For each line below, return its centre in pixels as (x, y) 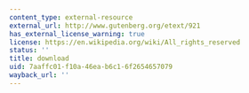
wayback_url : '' (39, 75)
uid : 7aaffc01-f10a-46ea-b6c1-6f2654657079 (91, 67)
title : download (39, 58)
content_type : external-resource (71, 17)
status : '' (29, 50)
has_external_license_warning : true (77, 34)
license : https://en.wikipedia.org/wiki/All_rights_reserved (125, 42)
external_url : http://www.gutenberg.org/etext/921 (105, 26)
